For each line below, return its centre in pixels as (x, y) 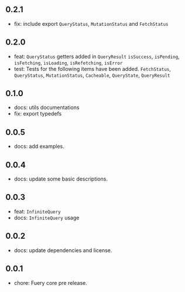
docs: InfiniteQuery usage (47, 218)
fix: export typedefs (38, 114)
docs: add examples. (39, 147)
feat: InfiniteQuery (37, 211)
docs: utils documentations (47, 107)
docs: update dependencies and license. (63, 250)
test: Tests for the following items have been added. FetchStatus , (92, 69)
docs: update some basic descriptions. (61, 179)
